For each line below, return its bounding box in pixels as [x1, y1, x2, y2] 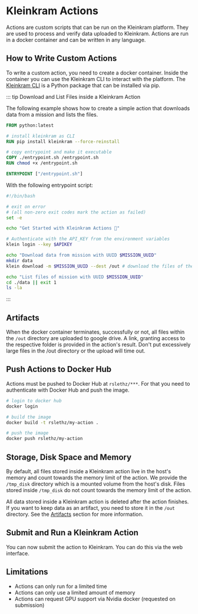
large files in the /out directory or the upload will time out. [6, 347, 146, 354]
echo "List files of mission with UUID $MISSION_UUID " [6, 274, 144, 280]
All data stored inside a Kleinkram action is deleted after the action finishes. [6, 498, 189, 505]
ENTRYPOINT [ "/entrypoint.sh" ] [6, 171, 83, 177]
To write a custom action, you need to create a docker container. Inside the [6, 69, 189, 76]
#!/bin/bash [6, 193, 35, 199]
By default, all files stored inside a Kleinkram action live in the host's [6, 467, 171, 474]
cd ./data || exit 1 [6, 279, 57, 285]
